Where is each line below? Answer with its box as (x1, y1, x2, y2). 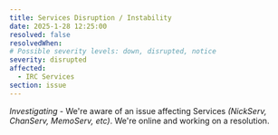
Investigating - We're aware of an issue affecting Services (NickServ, (9, 105, 267, 116)
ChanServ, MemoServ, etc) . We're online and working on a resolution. (9, 115, 270, 126)
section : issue (9, 81, 67, 90)
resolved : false (9, 30, 71, 39)
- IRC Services (17, 72, 75, 82)
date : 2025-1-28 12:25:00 (9, 22, 107, 31)
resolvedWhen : (9, 38, 63, 48)
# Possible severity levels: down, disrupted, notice (9, 47, 217, 56)
